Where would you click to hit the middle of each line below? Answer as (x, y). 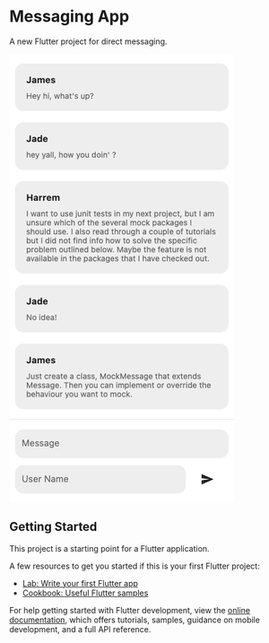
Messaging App (69, 17)
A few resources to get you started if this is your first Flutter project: (134, 566)
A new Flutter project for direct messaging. (88, 41)
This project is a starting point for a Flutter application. (109, 548)
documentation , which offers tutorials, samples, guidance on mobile (134, 620)
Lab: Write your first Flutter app (80, 583)
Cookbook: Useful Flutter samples (85, 593)
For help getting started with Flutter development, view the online (130, 610)
